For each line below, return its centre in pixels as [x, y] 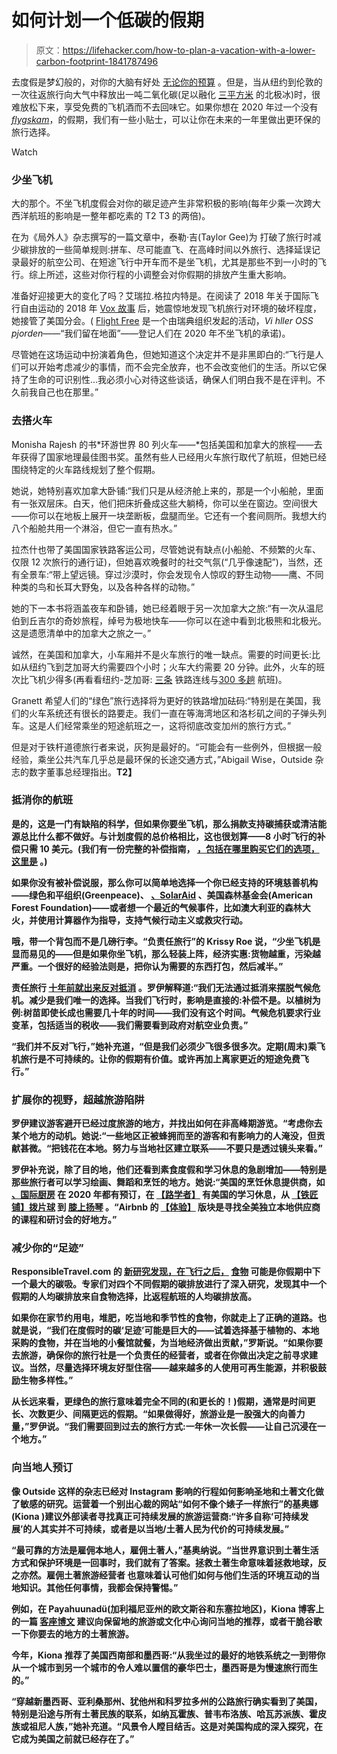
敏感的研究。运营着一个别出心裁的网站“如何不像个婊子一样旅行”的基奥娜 [169, 1503]
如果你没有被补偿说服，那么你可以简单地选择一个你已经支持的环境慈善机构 [164, 882]
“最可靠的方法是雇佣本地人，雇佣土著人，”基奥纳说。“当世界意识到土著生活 [165, 1550]
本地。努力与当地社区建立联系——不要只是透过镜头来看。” [204, 1148]
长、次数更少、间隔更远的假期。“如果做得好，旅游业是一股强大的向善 [154, 1414]
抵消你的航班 [42, 800]
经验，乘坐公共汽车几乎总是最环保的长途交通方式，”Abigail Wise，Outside [162, 759]
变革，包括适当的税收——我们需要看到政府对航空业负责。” [130, 1025]
